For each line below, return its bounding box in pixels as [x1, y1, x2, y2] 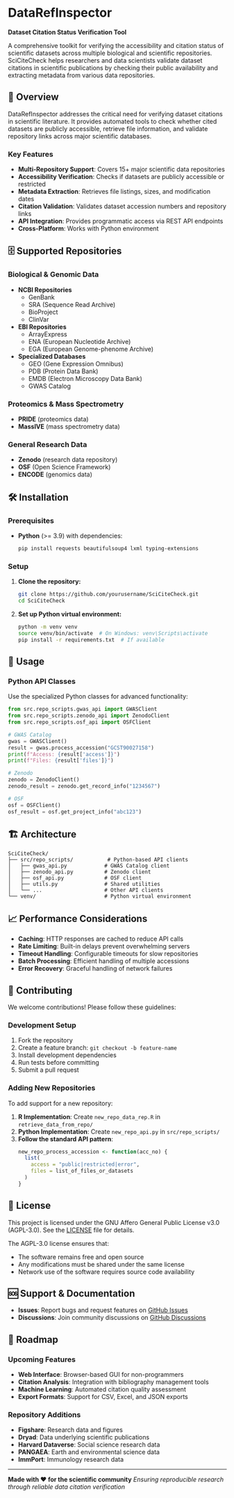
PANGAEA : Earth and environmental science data [17, 1448, 160, 1456]
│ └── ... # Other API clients [8, 887, 164, 894]
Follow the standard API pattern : [17, 1134, 113, 1143]
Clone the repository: [17, 577, 81, 586]
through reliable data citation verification [8, 1483, 126, 1491]
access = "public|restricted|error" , [31, 1161, 140, 1168]
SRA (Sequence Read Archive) [28, 300, 116, 309]
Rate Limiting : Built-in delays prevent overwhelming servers [17, 942, 190, 951]
